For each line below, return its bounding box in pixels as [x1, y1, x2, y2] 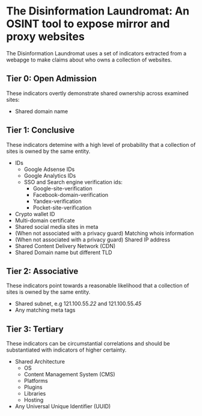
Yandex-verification [32, 197, 82, 205]
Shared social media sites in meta [14, 223, 99, 230]
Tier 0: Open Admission [6, 73, 97, 84]
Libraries [23, 390, 46, 397]
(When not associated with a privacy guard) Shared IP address [14, 236, 170, 243]
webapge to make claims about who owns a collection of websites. [6, 56, 173, 63]
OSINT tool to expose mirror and [6, 17, 170, 31]
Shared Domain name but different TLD [14, 249, 112, 256]
